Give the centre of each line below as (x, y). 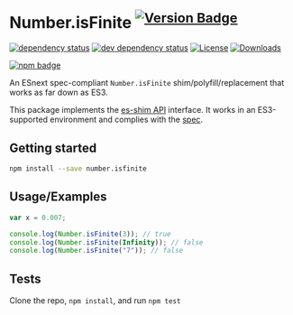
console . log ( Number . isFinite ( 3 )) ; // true (90, 234)
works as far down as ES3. (59, 93)
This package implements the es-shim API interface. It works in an (133, 110)
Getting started (53, 148)
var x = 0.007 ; (38, 218)
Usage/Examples (58, 197)
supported (28, 120)
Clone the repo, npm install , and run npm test (95, 301)
